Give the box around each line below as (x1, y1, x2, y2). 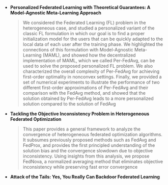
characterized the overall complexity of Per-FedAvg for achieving (22, 68, 160, 74)
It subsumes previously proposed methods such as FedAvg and (22, 137, 156, 143)
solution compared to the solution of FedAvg (22, 101, 116, 107)
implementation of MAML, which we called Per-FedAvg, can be (22, 58, 155, 63)
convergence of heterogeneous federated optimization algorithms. (22, 131, 163, 137)
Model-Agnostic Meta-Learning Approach (10, 10, 102, 16)
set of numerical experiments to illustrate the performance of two (22, 79, 160, 85)
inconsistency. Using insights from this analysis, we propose (22, 153, 150, 159)
